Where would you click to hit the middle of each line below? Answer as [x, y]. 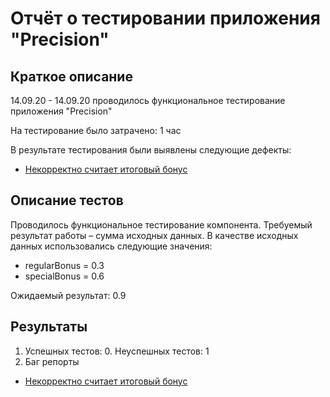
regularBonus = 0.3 [64, 265]
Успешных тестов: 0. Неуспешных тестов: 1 [117, 351]
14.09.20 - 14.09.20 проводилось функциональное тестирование [148, 100]
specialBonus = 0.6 [64, 276]
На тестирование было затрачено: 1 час [96, 130]
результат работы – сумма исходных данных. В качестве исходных [154, 235]
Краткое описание [71, 76]
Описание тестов [67, 200]
